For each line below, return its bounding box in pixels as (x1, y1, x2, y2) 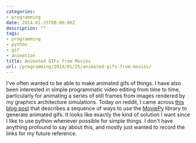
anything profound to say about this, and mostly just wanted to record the (6, 123, 185, 131)
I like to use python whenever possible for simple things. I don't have (6, 118, 173, 125)
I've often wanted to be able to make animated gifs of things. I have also (6, 80, 181, 87)
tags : (6, 31, 19, 37)
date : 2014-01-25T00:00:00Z (6, 19, 76, 25)
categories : (6, 8, 35, 15)
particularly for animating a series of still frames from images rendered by (6, 92, 185, 99)
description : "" (6, 25, 46, 31)
